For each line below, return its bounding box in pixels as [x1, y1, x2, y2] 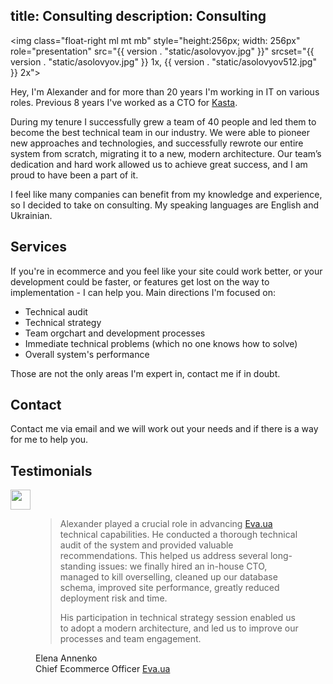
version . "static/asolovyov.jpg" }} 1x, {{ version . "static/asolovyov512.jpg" [10, 55, 317, 68]
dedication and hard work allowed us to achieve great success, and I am [10, 158, 308, 170]
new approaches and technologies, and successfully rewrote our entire [10, 137, 304, 149]
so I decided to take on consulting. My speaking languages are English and [10, 199, 320, 211]
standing [59, 560, 97, 573]
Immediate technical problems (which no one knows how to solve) [24, 337, 298, 349]
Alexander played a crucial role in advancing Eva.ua [59, 518, 273, 530]
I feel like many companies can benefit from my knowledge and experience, [10, 188, 323, 200]
